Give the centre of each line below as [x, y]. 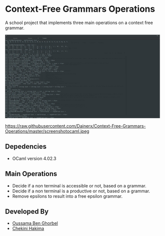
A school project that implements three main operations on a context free [79, 23]
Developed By [27, 211]
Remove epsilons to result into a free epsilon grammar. [67, 196]
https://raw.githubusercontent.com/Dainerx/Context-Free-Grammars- [76, 126]
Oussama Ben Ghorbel [35, 223]
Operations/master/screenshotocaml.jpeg [47, 131]
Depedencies [26, 146]
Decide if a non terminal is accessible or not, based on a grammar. [79, 185]
